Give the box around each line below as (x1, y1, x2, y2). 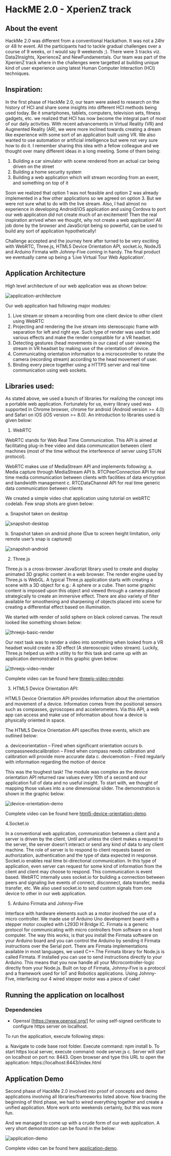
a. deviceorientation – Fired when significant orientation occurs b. (5, 743, 143, 749)
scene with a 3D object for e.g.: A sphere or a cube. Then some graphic (5, 582, 156, 588)
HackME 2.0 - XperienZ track (5, 4, 132, 15)
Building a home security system (12, 168, 82, 175)
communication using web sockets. (12, 367, 88, 373)
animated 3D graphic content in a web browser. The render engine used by (5, 571, 163, 577)
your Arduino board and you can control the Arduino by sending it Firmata (5, 938, 161, 944)
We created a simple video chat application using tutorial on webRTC (5, 495, 151, 502)
